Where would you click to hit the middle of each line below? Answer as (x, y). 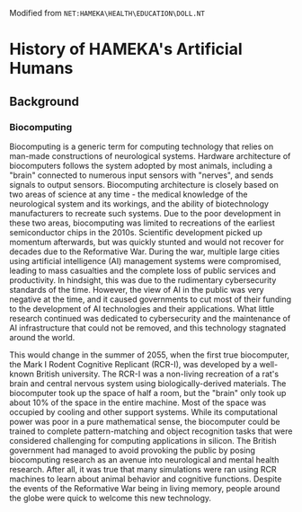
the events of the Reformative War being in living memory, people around (145, 488)
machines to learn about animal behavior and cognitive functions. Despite (146, 479)
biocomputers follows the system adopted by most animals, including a (141, 165)
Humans (41, 69)
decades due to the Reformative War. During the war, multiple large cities (145, 252)
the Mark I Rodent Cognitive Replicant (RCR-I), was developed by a (133, 364)
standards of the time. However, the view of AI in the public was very (137, 289)
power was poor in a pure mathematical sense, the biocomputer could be (145, 421)
